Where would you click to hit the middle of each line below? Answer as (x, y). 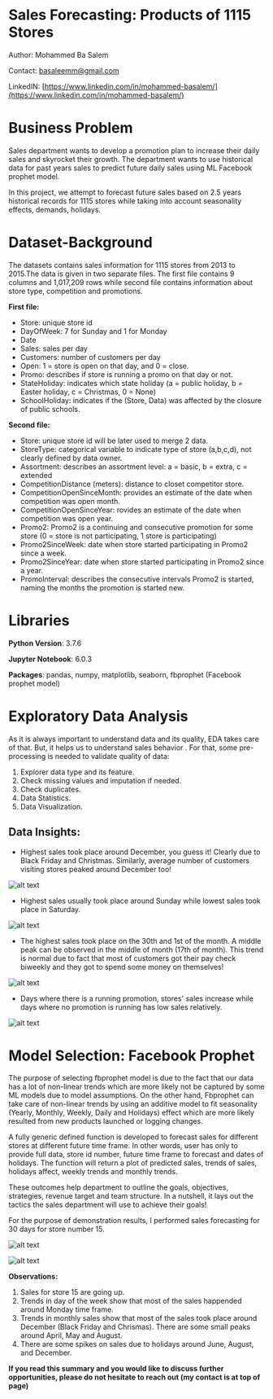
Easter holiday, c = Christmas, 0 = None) (88, 392)
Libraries (39, 621)
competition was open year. (67, 518)
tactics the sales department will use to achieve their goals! (108, 1205)
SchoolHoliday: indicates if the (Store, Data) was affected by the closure (141, 400)
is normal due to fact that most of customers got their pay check (128, 958)
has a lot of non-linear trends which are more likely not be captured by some (136, 1087)
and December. (46, 1353)
